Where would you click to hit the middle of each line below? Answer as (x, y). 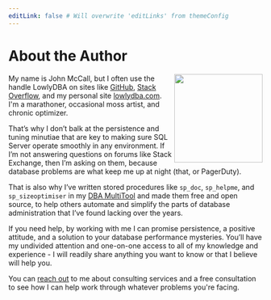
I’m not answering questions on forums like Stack (90, 154)
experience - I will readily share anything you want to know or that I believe (133, 254)
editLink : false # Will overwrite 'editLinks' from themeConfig (119, 16)
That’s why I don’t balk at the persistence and (84, 128)
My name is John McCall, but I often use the (81, 78)
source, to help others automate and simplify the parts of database (119, 204)
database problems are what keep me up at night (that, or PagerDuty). (125, 171)
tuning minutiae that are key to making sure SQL (88, 137)
